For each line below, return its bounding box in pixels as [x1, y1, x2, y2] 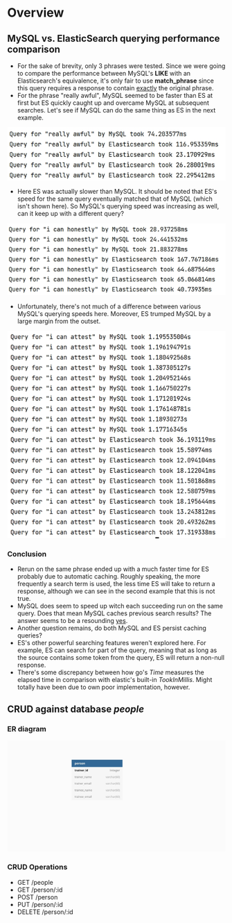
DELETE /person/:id [17, 908, 74, 916]
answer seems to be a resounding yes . [17, 617, 128, 625]
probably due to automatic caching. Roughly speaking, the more [17, 572, 201, 581]
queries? [17, 631, 43, 640]
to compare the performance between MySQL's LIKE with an [17, 69, 191, 77]
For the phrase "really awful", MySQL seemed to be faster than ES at [17, 92, 213, 99]
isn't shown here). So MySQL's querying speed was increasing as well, [17, 201, 220, 210]
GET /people [17, 878, 53, 886]
